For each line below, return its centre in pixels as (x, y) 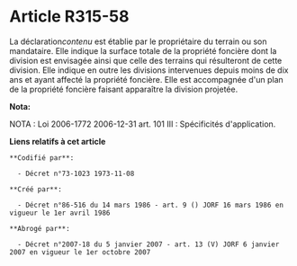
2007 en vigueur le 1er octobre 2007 (80, 252)
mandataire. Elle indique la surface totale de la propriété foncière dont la (143, 50)
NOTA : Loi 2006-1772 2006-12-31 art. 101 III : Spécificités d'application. (143, 124)
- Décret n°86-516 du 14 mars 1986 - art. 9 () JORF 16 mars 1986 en (150, 205)
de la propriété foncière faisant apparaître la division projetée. (124, 89)
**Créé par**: (36, 189)
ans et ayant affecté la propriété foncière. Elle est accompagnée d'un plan (146, 79)
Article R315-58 (69, 17)
